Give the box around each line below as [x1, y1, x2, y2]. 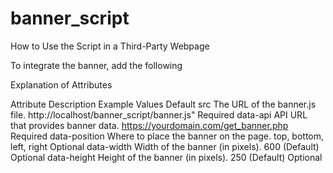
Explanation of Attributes [10, 78, 113, 91]
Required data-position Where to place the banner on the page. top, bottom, [10, 130, 325, 142]
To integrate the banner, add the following [10, 59, 183, 71]
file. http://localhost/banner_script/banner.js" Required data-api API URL [10, 108, 308, 121]
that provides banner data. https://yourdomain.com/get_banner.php [10, 119, 289, 131]
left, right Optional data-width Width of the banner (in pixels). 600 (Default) [10, 140, 320, 152]
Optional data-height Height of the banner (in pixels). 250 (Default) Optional [10, 151, 323, 163]
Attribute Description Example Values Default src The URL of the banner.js [10, 98, 317, 110]
